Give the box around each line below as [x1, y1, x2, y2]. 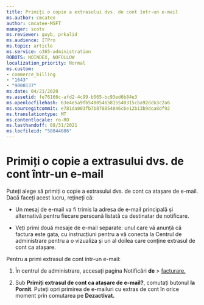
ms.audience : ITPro [6, 37, 56, 43]
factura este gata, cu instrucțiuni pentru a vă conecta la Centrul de [15, 230, 182, 238]
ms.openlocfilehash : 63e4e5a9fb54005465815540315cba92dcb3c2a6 [6, 99, 171, 106]
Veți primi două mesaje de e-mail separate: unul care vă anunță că [15, 224, 181, 231]
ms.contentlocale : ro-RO [6, 117, 69, 123]
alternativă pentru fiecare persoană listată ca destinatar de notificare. [15, 212, 189, 220]
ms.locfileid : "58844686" [6, 128, 72, 134]
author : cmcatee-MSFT [6, 20, 62, 26]
